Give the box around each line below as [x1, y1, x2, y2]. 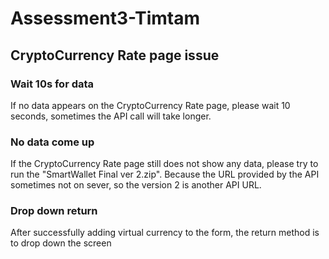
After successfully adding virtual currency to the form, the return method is [10, 227, 320, 239]
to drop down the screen [10, 237, 112, 249]
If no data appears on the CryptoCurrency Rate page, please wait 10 [10, 99, 291, 111]
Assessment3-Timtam [10, 7, 200, 30]
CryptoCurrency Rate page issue [10, 47, 220, 64]
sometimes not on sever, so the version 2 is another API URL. [10, 179, 262, 191]
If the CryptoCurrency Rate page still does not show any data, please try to [10, 158, 319, 170]
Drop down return [10, 204, 98, 218]
